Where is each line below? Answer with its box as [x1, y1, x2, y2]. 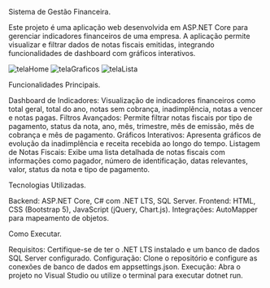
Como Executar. [8, 229, 63, 239]
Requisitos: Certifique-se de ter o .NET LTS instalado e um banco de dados [8, 245, 260, 254]
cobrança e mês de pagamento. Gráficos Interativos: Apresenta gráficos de [8, 130, 262, 140]
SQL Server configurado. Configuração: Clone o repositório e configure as [8, 253, 258, 263]
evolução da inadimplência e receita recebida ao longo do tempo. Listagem [8, 139, 260, 148]
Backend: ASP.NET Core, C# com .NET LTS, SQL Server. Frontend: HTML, [8, 196, 256, 205]
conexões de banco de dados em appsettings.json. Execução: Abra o [8, 262, 242, 271]
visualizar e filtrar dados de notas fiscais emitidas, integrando [8, 40, 215, 49]
